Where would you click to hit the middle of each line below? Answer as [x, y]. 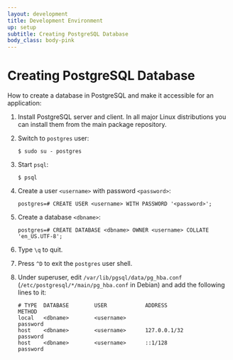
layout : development [38, 14]
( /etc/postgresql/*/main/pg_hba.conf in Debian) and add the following [121, 285]
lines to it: [32, 292]
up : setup [22, 27]
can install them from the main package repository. [92, 125]
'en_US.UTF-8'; [40, 237]
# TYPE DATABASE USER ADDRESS [93, 306]
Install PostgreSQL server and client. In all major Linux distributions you [122, 117]
